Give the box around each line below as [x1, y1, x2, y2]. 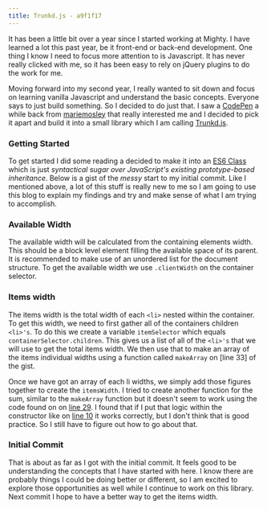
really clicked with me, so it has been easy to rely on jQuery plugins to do [8, 60, 250, 69]
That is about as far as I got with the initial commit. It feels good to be [8, 458, 237, 467]
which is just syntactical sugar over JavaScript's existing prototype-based [8, 164, 255, 174]
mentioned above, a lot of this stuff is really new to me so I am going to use [8, 182, 257, 191]
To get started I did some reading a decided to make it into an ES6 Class [8, 156, 247, 166]
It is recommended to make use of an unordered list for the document [8, 254, 238, 264]
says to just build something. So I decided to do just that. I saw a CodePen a [8, 101, 259, 110]
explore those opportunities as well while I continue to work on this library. [8, 483, 254, 493]
